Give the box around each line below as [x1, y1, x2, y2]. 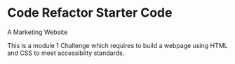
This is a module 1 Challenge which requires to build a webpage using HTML [7, 41, 228, 49]
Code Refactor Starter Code [7, 5, 173, 21]
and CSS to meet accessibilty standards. [7, 49, 125, 57]
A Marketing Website [7, 28, 68, 36]
